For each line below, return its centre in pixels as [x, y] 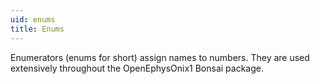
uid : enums [33, 19]
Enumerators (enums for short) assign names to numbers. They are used [160, 57]
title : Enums [37, 29]
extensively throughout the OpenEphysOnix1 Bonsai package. [137, 68]
